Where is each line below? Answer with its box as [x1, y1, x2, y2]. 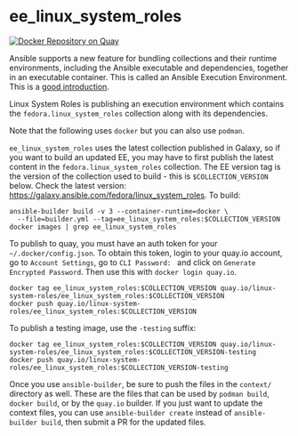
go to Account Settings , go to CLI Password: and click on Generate [9, 256, 256, 268]
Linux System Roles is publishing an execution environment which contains [9, 98, 285, 109]
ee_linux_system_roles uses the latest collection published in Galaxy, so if [9, 142, 280, 153]
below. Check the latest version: [9, 180, 127, 190]
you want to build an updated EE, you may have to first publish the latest [9, 151, 274, 162]
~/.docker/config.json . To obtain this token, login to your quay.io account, [9, 247, 283, 258]
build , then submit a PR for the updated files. [41, 416, 206, 427]
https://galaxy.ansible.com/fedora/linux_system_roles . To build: [9, 190, 241, 200]
